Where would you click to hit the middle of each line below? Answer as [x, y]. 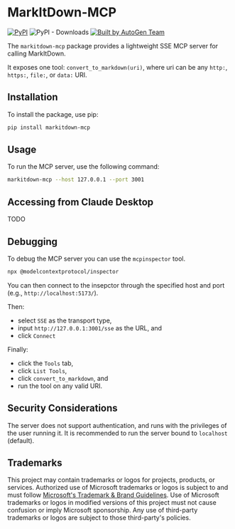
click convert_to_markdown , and [63, 378]
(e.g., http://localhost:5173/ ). [53, 293]
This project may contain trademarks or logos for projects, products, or [111, 480]
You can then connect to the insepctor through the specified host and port [116, 285]
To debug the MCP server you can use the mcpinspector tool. [97, 258]
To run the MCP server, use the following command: [83, 167]
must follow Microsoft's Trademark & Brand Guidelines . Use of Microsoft [113, 495]
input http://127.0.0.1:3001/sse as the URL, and [89, 328]
